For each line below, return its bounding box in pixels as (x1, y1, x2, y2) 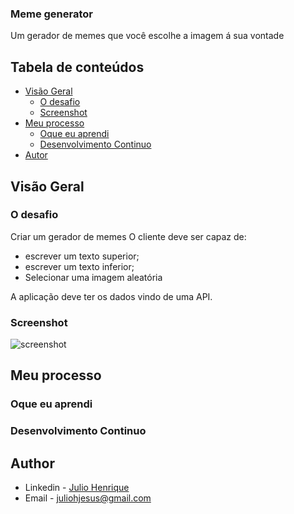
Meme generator (10, 7, 94, 21)
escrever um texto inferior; (24, 260, 135, 272)
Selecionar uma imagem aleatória (24, 271, 163, 283)
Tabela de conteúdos (10, 58, 145, 76)
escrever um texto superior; (24, 250, 140, 262)
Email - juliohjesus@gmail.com (24, 492, 152, 504)
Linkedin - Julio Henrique (24, 482, 130, 494)
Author (10, 455, 55, 472)
